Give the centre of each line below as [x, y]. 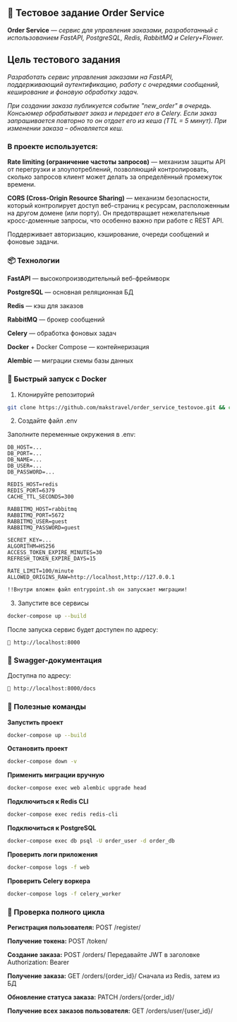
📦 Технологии [34, 260]
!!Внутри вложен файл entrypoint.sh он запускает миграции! [98, 590]
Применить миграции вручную [56, 775]
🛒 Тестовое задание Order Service [86, 13]
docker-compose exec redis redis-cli [63, 815]
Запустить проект [35, 722]
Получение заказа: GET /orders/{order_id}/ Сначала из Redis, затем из [114, 976]
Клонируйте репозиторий [56, 394]
